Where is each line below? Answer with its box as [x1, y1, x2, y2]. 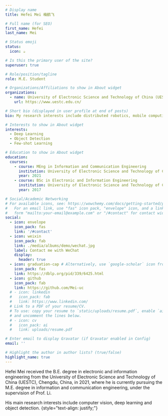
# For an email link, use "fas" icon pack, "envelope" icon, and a [5, 205, 153, 211]
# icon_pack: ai [9, 323, 48, 328]
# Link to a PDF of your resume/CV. [9, 304, 86, 309]
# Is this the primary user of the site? [5, 58, 93, 63]
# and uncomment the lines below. [9, 313, 81, 318]
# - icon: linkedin [9, 290, 50, 295]
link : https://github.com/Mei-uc [14, 285, 84, 290]
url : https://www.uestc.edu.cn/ [14, 99, 81, 105]
